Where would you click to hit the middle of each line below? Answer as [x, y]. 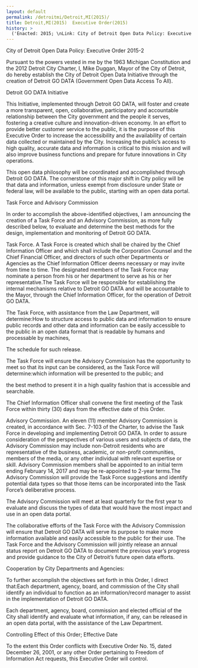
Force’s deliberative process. [41, 490]
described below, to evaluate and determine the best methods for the [90, 227]
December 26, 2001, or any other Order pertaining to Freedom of [85, 653]
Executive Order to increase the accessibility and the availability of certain [96, 136]
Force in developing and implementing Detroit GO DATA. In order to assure [97, 433]
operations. [20, 161]
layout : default [26, 12]
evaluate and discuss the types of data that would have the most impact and [99, 508]
